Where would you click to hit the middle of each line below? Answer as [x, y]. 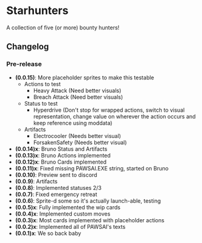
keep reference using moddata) [73, 123]
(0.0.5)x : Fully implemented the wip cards [68, 207]
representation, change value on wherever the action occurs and [114, 116]
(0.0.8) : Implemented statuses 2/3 [58, 187]
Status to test [41, 103]
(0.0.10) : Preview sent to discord [56, 175]
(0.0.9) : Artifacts [36, 181]
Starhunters [37, 11]
